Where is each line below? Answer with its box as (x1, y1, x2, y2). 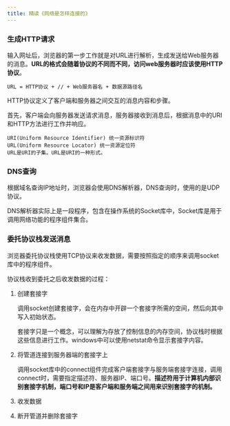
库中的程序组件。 (7, 260, 56, 268)
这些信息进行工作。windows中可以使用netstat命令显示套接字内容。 (17, 336, 207, 344)
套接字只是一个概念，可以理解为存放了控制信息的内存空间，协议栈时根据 (17, 327, 222, 335)
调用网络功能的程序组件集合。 (7, 215, 92, 224)
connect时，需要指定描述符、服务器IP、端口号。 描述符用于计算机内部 (17, 374, 216, 382)
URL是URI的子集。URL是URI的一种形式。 (7, 149, 106, 156)
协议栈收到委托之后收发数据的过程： (7, 274, 110, 283)
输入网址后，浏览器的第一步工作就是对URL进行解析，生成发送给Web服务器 (7, 51, 219, 59)
